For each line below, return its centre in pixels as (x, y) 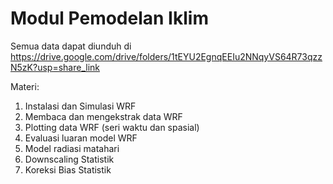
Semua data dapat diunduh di (71, 46)
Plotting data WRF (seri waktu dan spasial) (112, 127)
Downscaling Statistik (69, 159)
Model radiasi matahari (72, 148)
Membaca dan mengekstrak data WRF (103, 116)
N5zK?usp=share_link (55, 67)
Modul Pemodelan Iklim (109, 18)
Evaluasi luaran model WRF (81, 138)
